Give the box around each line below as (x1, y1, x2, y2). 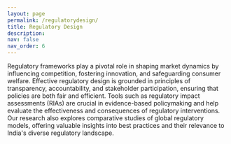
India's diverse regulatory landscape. (7, 129, 114, 137)
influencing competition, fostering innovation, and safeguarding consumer (7, 69, 221, 78)
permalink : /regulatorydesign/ (7, 17, 99, 24)
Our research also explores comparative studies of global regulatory (7, 114, 204, 122)
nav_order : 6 (7, 43, 45, 50)
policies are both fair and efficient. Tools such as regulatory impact (7, 92, 200, 100)
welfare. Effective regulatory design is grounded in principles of (7, 77, 191, 85)
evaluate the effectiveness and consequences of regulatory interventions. (7, 106, 220, 115)
